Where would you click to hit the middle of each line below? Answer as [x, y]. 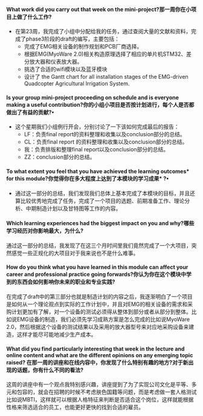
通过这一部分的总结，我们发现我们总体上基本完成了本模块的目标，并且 [102, 193]
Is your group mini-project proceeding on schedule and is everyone [93, 97]
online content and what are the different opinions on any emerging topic [100, 355]
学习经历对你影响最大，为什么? [45, 231]
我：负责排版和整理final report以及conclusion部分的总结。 [96, 150]
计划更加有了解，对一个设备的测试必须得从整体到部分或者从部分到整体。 [101, 312]
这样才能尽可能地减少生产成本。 [56, 335]
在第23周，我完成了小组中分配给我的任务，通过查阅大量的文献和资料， [103, 31]
